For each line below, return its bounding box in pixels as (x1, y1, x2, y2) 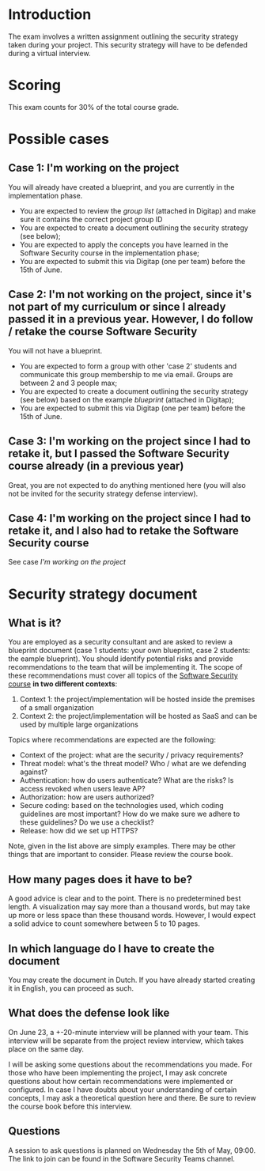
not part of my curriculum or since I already (8, 300, 226, 314)
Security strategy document (8, 585, 198, 602)
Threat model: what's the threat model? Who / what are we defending (19, 759, 247, 769)
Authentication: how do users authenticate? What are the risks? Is (19, 776, 234, 785)
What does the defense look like (8, 1007, 170, 1020)
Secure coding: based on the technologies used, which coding (19, 801, 224, 810)
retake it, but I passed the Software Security (8, 447, 230, 460)
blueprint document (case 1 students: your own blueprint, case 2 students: (8, 646, 251, 655)
